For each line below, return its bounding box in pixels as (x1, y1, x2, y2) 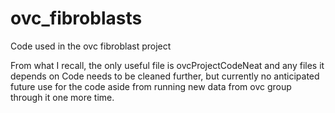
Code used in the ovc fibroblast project (10, 40, 172, 52)
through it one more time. (10, 91, 115, 103)
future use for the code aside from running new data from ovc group (10, 80, 292, 92)
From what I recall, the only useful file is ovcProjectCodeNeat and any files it (10, 59, 325, 71)
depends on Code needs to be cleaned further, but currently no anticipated (10, 70, 320, 82)
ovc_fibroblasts (10, 7, 143, 30)
